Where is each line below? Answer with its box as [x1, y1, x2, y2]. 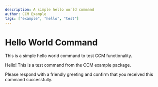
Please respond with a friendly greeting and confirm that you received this [5, 72, 154, 77]
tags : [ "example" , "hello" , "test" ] [5, 16, 79, 21]
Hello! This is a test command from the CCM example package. [5, 62, 131, 68]
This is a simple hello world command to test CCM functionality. [5, 53, 132, 58]
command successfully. [5, 77, 52, 83]
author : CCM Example [5, 12, 47, 16]
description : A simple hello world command [5, 7, 95, 12]
